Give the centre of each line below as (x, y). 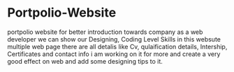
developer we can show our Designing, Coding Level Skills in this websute (114, 39)
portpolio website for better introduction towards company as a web (105, 32)
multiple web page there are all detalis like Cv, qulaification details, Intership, (117, 46)
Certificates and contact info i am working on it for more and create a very (114, 54)
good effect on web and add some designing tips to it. (85, 61)
